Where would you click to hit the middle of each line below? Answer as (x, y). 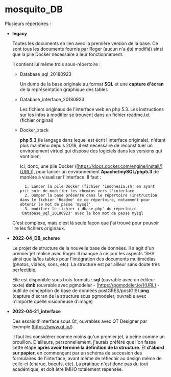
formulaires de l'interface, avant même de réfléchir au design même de (87, 358)
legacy (20, 33)
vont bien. (30, 156)
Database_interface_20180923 (52, 99)
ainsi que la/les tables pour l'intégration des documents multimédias (84, 259)
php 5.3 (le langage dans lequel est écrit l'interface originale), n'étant (93, 140)
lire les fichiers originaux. (39, 228)
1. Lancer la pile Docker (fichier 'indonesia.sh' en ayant (90, 186)
